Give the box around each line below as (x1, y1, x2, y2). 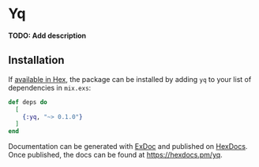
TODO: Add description (8, 31, 87, 40)
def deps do (8, 98, 47, 106)
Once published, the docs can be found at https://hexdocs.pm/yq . (8, 150, 223, 160)
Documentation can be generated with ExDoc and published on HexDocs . (8, 142, 248, 151)
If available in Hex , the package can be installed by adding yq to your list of (8, 74, 252, 83)
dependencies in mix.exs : (8, 83, 92, 92)
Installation (8, 54, 65, 67)
